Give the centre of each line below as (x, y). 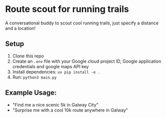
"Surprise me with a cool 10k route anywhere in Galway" (70, 110)
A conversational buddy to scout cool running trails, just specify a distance (82, 23)
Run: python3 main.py (34, 77)
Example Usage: (31, 93)
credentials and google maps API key (51, 66)
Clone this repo (28, 56)
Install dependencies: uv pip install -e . (56, 72)
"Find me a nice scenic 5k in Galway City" (55, 105)
